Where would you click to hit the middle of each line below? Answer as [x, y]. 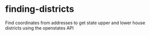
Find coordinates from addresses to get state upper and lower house [75, 23]
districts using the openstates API [39, 28]
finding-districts [40, 9]
